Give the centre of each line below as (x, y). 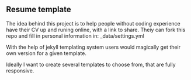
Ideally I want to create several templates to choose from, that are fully (91, 64)
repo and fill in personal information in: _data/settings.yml (75, 36)
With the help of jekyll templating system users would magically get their (93, 47)
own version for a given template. (46, 53)
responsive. (20, 70)
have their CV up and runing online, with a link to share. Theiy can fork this (96, 30)
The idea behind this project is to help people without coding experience (93, 23)
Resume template (39, 10)
